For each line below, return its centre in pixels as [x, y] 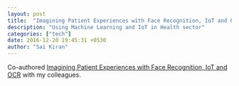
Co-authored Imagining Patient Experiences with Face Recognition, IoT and [117, 67]
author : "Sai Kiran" [38, 47]
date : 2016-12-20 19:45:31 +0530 [57, 41]
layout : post [27, 14]
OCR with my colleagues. [44, 75]
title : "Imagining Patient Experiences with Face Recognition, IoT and [117, 21]
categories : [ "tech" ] [39, 34]
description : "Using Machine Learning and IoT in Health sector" [106, 27]
